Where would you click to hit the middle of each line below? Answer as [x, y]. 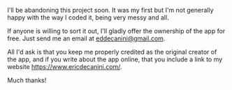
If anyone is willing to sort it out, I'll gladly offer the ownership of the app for [116, 31]
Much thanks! [27, 80]
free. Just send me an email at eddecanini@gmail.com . [86, 38]
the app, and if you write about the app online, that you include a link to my [115, 59]
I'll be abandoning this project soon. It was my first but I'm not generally [111, 10]
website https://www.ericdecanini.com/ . [65, 67]
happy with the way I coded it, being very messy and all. [88, 17]
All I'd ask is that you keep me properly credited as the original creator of [112, 52]
